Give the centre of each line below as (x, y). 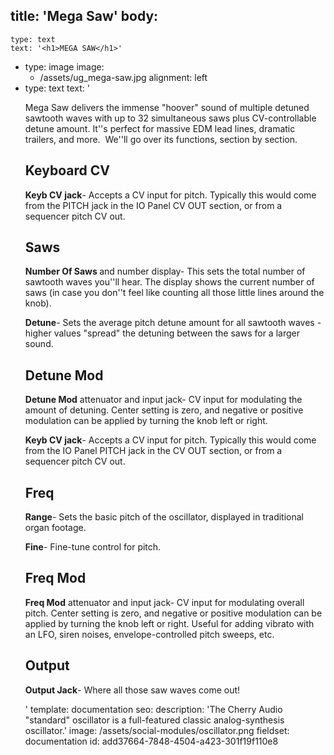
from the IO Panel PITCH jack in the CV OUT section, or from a (153, 451)
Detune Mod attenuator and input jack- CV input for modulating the (163, 400)
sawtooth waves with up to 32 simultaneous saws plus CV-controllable (170, 118)
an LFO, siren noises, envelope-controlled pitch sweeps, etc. (149, 634)
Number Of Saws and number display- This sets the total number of (165, 271)
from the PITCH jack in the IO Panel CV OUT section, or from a (153, 205)
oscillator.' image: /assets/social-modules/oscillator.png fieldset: (157, 730)
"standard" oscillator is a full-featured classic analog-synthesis (154, 720)
